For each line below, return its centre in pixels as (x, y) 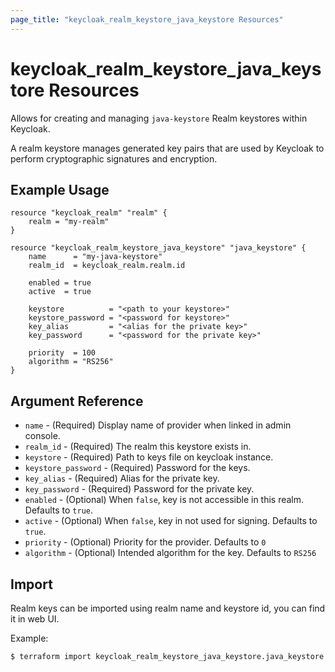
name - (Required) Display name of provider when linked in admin (158, 425)
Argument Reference (77, 401)
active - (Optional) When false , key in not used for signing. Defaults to (171, 521)
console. (42, 436)
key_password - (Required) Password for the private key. (139, 489)
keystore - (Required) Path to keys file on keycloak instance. (149, 457)
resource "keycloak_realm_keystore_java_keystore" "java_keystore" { (158, 248)
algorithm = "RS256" (71, 362)
